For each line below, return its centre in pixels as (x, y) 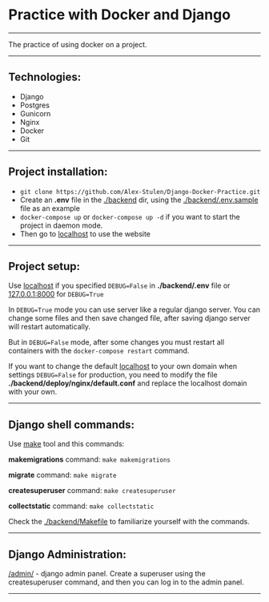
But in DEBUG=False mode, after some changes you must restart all (116, 342)
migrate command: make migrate (62, 475)
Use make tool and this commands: (66, 444)
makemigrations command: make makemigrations (89, 459)
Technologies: (45, 77)
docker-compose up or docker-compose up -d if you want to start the (130, 216)
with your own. (33, 392)
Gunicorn (35, 113)
